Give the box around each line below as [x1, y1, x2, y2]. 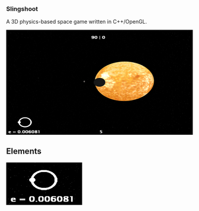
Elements [6, 147, 42, 157]
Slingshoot [6, 5, 38, 13]
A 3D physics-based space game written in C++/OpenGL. [6, 18, 147, 25]
